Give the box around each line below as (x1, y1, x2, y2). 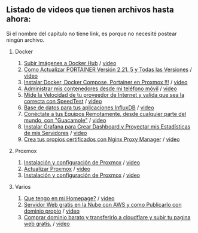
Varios (14, 183, 31, 190)
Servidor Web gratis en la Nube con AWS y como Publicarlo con (23, 201, 182, 208)
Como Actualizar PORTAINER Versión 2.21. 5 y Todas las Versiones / (23, 66, 193, 73)
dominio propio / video (23, 207, 80, 214)
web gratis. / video (23, 220, 70, 227)
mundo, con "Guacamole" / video (23, 116, 106, 124)
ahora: (6, 14, 31, 24)
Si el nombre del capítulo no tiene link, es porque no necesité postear (6, 30, 178, 37)
